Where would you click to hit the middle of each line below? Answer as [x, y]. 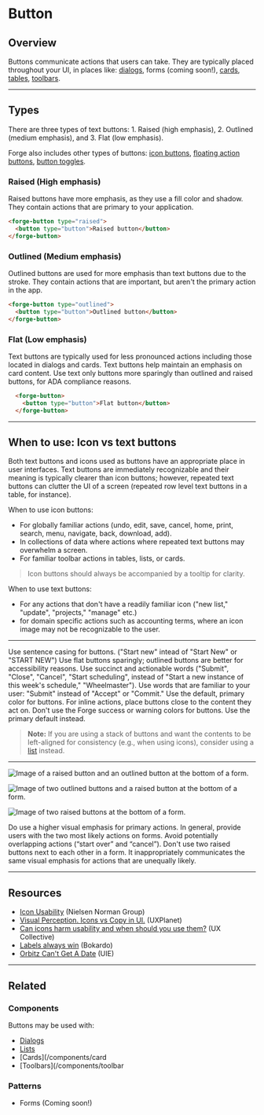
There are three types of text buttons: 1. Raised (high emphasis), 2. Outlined [131, 129]
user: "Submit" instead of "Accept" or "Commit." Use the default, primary [126, 694]
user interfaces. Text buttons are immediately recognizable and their [119, 469]
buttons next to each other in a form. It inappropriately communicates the [126, 852]
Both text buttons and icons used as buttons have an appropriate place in [126, 462]
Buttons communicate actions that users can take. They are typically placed [131, 61]
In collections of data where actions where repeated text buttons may [132, 542]
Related [27, 986]
